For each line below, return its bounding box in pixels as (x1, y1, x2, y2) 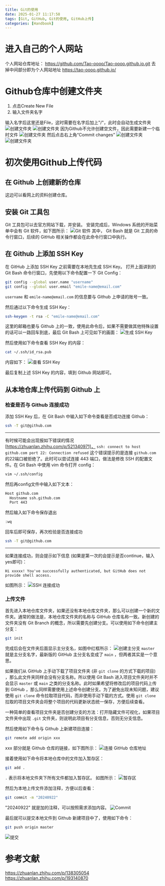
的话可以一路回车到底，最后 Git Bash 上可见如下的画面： (5, 329, 119, 335)
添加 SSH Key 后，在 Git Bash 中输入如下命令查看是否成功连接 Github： (5, 413, 150, 419)
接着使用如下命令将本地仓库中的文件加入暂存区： (5, 755, 104, 761)
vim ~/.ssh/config (5, 472, 43, 477)
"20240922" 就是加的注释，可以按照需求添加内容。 (5, 805, 110, 810)
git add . (5, 765, 26, 771)
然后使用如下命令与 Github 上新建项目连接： (5, 726, 94, 732)
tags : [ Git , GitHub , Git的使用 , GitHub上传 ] (5, 16, 94, 21)
